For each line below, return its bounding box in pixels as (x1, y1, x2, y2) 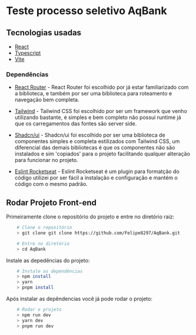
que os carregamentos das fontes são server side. (14, 120, 137, 127)
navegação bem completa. (14, 96, 79, 104)
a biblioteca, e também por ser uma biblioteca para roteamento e (14, 90, 172, 97)
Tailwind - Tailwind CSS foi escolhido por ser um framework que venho (14, 108, 187, 115)
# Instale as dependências (16, 268, 83, 274)
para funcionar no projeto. (14, 157, 78, 164)
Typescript (14, 49, 41, 57)
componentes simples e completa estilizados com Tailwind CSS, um (14, 138, 180, 145)
